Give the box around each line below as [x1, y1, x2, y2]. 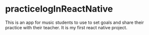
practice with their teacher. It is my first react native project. [5, 24, 128, 30]
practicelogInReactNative [5, 3, 113, 15]
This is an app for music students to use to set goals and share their [5, 19, 144, 25]
